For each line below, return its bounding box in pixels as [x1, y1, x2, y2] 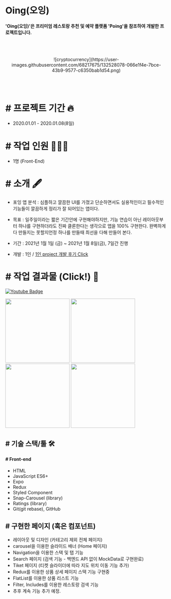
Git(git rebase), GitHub [12, 506, 61, 512]
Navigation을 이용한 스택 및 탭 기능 [12, 549, 84, 555]
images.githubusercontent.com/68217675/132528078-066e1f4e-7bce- [11, 62, 161, 68]
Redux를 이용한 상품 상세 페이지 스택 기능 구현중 [12, 568, 110, 575]
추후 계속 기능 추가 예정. [12, 588, 61, 594]
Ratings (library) [12, 500, 47, 506]
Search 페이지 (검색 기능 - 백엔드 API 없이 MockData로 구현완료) [12, 555, 144, 562]
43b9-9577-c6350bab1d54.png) [52, 67, 121, 73]
